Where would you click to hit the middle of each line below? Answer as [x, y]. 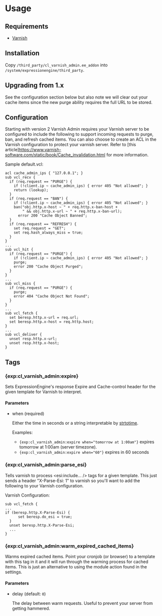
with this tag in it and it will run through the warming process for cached [77, 562]
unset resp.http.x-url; [33, 339]
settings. [14, 572]
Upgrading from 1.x [35, 85]
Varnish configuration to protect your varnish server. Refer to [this [71, 145]
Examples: [22, 433]
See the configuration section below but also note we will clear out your [76, 97]
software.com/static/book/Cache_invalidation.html [55, 155]
